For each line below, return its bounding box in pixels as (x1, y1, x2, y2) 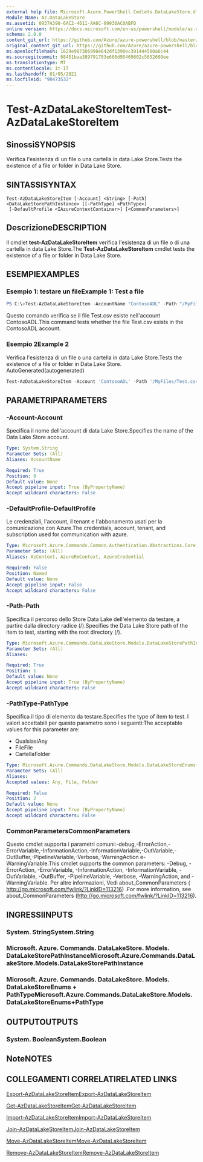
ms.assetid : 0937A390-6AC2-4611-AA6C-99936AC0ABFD (6, 20, 137, 26)
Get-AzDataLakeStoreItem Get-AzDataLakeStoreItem (6, 1102, 137, 1109)
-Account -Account (6, 413, 63, 422)
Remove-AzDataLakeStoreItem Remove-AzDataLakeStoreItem (6, 1149, 159, 1156)
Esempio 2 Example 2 (6, 340, 69, 348)
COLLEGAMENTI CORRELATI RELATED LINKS (6, 1074, 177, 1084)
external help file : (6, 8, 59, 15)
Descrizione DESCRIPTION (6, 222, 107, 233)
